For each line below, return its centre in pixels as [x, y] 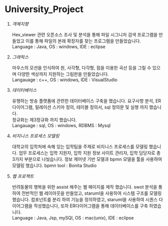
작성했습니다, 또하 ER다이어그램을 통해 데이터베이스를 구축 [91, 206]
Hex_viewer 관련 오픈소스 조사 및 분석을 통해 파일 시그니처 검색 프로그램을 [85, 34]
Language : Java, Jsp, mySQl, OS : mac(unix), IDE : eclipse [73, 217]
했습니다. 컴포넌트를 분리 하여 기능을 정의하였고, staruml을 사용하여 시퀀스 [85, 199]
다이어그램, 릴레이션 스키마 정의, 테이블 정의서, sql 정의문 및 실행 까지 [80, 107]
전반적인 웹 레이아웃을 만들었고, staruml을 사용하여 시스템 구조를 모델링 [92, 193]
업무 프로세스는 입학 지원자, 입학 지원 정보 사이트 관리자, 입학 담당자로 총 [90, 153]
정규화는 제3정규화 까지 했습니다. [44, 120]
